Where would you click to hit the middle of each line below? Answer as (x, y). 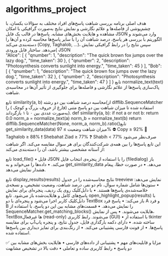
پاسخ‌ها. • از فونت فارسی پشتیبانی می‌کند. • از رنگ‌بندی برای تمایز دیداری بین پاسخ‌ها (84, 227)
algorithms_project (46, 9)
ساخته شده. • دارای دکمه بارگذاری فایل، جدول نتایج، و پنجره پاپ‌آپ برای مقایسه (80, 222)
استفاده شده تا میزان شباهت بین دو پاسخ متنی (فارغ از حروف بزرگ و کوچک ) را (80, 107)
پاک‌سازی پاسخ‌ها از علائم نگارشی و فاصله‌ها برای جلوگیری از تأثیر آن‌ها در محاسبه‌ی (82, 87)
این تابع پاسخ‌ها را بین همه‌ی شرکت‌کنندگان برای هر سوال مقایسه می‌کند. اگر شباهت (83, 144)
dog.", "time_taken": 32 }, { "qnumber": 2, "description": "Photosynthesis (80, 76)
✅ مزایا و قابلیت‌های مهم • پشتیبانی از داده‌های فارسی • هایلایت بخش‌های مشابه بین (83, 242)
